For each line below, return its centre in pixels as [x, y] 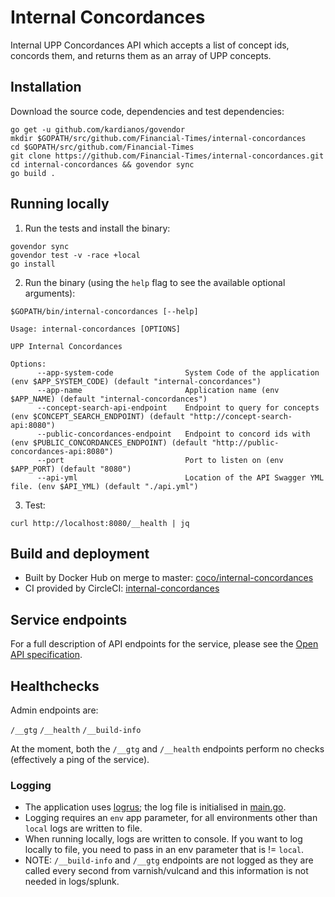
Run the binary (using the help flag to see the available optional [155, 282]
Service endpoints [69, 619]
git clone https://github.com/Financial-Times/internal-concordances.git [167, 156]
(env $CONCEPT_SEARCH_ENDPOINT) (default [98, 416]
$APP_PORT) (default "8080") [71, 469]
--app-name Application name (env [158, 390]
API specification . [46, 655]
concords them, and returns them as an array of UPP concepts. [141, 55]
